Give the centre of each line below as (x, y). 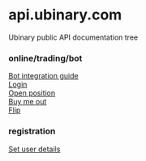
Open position (32, 93)
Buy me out (28, 102)
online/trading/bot (45, 58)
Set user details (34, 149)
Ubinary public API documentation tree (73, 37)
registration (32, 131)
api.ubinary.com (65, 15)
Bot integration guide (43, 76)
